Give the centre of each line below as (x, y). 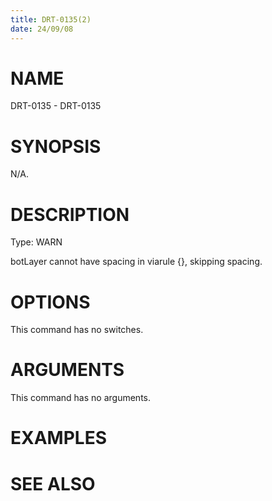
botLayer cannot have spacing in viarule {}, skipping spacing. (136, 262)
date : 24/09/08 (42, 29)
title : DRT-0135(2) (51, 19)
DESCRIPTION (70, 214)
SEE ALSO (53, 483)
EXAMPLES (58, 438)
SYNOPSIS (56, 146)
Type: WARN (36, 242)
